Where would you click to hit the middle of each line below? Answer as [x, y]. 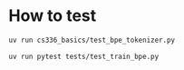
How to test [53, 16]
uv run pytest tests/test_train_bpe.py [84, 56]
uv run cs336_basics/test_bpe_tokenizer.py [92, 40]
